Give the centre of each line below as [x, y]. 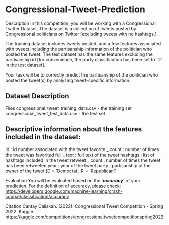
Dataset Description [37, 96]
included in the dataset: [43, 137]
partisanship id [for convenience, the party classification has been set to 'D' [84, 59]
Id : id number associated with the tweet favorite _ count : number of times [82, 149]
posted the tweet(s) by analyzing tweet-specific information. [68, 80]
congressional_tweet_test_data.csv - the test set [55, 113]
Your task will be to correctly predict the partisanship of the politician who [82, 74]
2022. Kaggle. [20, 211]
